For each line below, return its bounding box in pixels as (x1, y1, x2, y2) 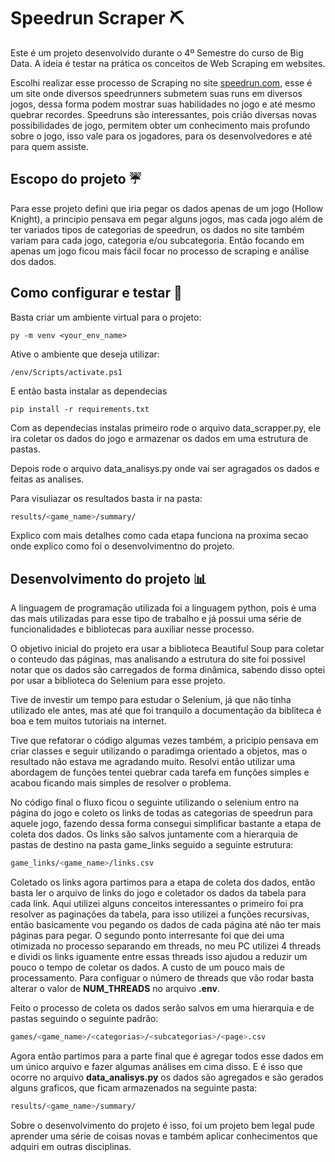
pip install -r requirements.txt (10, 404, 150, 414)
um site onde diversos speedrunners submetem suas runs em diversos (10, 87, 303, 99)
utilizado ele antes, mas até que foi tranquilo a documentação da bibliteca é (10, 705, 322, 717)
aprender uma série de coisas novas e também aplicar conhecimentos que (10, 1130, 318, 1142)
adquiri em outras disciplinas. (10, 1140, 132, 1152)
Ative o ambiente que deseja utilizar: (10, 348, 160, 360)
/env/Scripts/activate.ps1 (10, 367, 123, 377)
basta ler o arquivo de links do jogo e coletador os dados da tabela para (10, 887, 307, 899)
